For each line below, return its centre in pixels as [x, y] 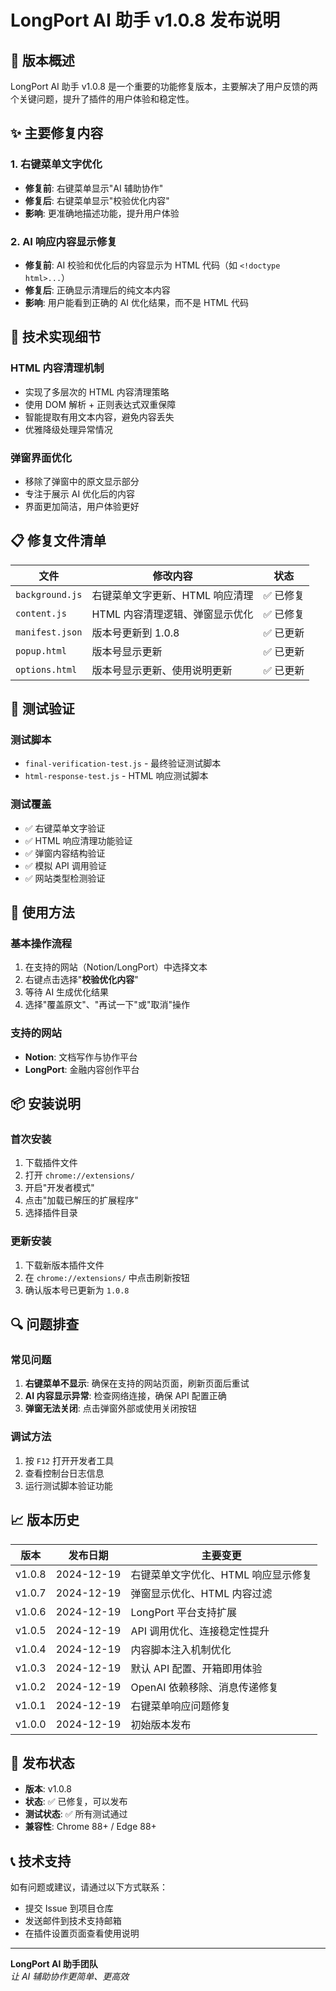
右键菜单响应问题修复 [181, 1706]
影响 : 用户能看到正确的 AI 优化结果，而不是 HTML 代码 [136, 302]
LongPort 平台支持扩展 [183, 1612]
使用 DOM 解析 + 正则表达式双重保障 [100, 404]
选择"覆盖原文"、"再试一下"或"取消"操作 [107, 1005]
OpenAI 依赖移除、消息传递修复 [204, 1687]
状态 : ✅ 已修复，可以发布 [76, 1802]
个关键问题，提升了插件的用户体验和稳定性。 [102, 99]
